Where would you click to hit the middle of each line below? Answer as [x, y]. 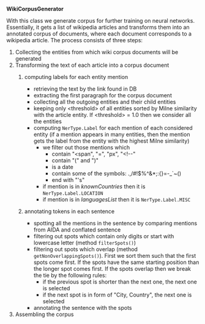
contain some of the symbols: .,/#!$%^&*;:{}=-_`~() [117, 173]
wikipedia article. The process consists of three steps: [74, 40]
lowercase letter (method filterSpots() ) [85, 243]
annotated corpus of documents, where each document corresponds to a [99, 34]
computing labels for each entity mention [76, 77]
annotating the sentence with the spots [83, 308]
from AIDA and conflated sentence [77, 230]
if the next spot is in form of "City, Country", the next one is [117, 295]
